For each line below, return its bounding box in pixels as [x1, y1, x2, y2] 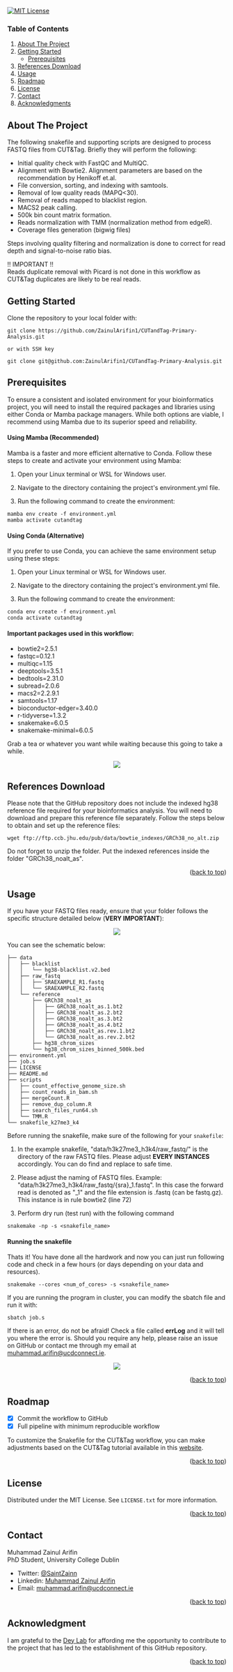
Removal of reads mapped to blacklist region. [17, 196, 147, 205]
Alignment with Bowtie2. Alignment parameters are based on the [17, 166, 203, 175]
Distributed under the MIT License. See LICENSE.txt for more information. [7, 1495, 218, 1504]
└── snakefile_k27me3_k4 [7, 1119, 79, 1126]
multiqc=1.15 [17, 660, 54, 668]
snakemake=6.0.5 [17, 719, 69, 727]
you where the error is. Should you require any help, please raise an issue [7, 1334, 218, 1342]
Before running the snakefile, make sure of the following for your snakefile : [7, 1131, 224, 1139]
